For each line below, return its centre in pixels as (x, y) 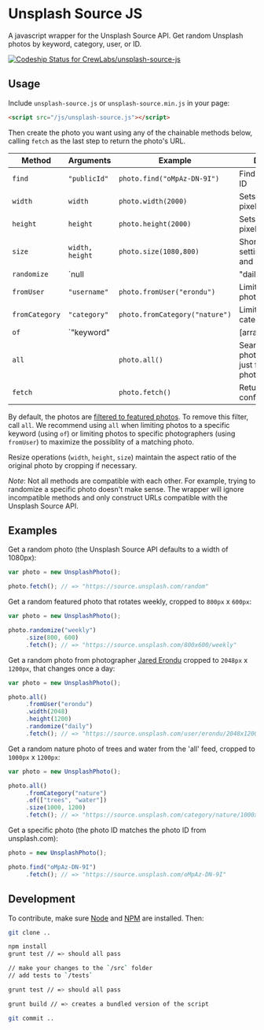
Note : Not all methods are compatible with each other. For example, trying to (132, 481)
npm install (27, 946)
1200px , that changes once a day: (62, 668)
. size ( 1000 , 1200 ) (56, 808)
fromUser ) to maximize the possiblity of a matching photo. (101, 441)
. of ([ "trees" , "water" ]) (66, 801)
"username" (88, 292)
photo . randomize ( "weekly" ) (52, 630)
